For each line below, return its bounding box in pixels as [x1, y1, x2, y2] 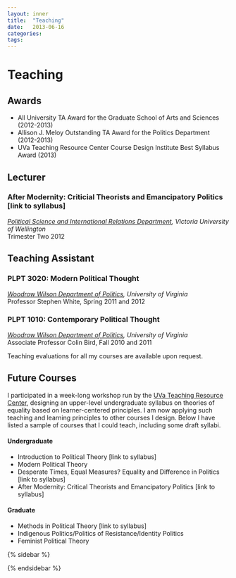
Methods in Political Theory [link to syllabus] [17, 522, 147, 530]
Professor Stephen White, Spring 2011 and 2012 [7, 297, 146, 306]
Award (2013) [17, 151, 57, 159]
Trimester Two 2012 [7, 232, 65, 240]
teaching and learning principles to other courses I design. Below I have [7, 413, 216, 422]
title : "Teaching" [7, 17, 65, 24]
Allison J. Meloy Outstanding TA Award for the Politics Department [17, 128, 210, 137]
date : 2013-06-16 [7, 23, 65, 30]
